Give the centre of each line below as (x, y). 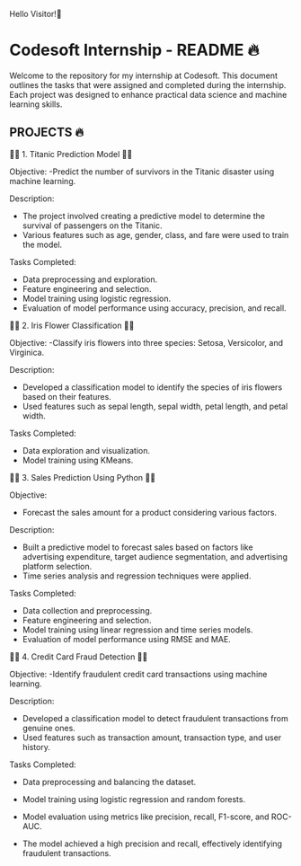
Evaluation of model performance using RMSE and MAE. (126, 639)
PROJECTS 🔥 (47, 133)
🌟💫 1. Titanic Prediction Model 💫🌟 (71, 154)
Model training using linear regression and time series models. (137, 630)
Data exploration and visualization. (86, 450)
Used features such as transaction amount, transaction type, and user (152, 738)
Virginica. (27, 352)
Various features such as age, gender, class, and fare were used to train (155, 234)
